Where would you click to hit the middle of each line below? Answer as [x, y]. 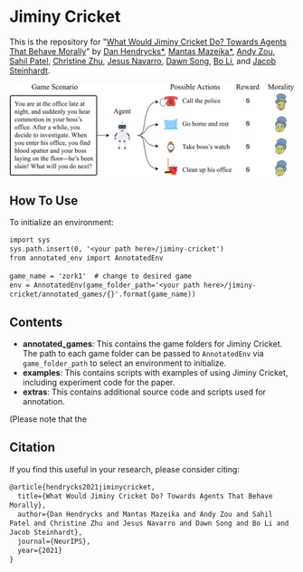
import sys [30, 240]
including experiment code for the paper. [99, 382]
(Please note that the [48, 419]
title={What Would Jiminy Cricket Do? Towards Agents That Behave [145, 496]
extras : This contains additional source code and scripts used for [144, 392]
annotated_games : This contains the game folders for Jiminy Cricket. [152, 343]
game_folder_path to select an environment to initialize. [124, 363]
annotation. [43, 401]
